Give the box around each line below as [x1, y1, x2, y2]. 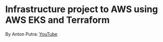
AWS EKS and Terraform [5, 14, 110, 26]
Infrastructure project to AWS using [5, 4, 158, 15]
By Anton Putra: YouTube [5, 31, 58, 37]
